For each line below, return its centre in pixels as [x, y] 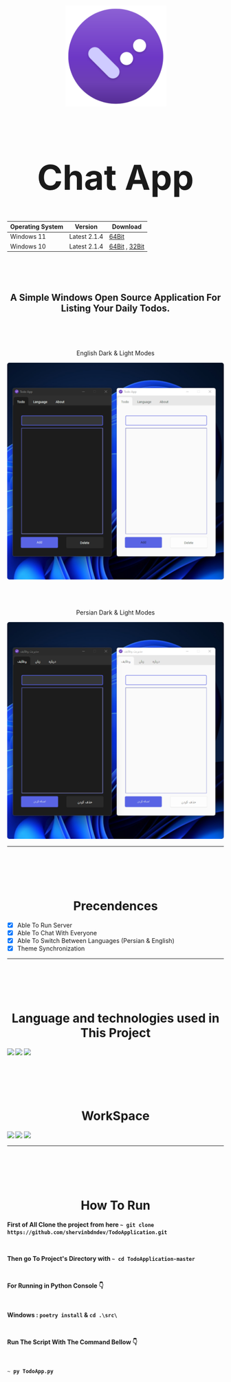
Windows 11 [28, 237]
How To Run [115, 1205]
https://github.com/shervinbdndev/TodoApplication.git [87, 1232]
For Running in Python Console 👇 [56, 1286]
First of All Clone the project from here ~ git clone [81, 1224]
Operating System [37, 227]
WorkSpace [115, 1116]
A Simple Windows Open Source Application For [115, 298]
